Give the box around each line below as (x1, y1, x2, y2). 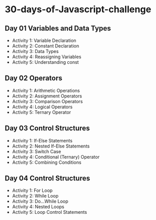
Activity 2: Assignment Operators (12, 93, 82, 99)
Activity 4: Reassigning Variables (12, 54, 82, 60)
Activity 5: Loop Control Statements (12, 209, 87, 215)
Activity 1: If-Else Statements (12, 137, 72, 143)
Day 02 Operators (5, 74, 63, 83)
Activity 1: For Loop (12, 187, 53, 193)
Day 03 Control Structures (5, 124, 90, 133)
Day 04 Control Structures (5, 174, 90, 183)
